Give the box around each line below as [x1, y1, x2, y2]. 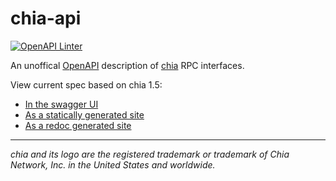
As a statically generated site [24, 108, 145, 121]
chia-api [10, 7, 82, 30]
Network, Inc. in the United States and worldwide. [10, 158, 216, 171]
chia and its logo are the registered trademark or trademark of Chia [10, 148, 290, 160]
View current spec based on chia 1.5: [10, 78, 163, 91]
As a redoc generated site [24, 119, 132, 131]
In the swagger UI [24, 98, 99, 110]
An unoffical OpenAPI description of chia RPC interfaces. [10, 59, 245, 71]
